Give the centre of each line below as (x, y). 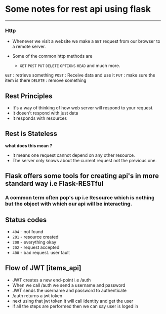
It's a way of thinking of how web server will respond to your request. (83, 108)
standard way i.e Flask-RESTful (54, 184)
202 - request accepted (36, 247)
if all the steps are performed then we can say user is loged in (75, 306)
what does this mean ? (29, 145)
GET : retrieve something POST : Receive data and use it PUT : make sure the (80, 75)
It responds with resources (40, 118)
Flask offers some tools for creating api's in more (82, 176)
